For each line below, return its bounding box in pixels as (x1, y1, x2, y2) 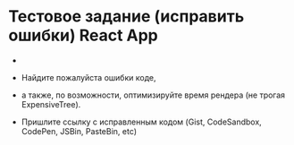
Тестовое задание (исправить (8, 6, 245, 27)
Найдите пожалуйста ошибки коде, (21, 72, 156, 82)
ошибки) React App (8, 25, 158, 46)
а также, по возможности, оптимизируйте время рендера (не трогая (21, 90, 286, 100)
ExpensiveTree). (21, 98, 81, 109)
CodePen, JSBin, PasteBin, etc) (21, 125, 138, 136)
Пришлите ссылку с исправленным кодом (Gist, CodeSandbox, (21, 116, 263, 127)
